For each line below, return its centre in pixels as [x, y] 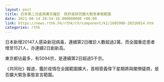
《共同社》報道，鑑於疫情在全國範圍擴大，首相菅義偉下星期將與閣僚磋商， [80, 69]
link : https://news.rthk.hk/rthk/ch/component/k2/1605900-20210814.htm [79, 23]
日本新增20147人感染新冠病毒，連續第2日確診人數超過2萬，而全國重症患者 [80, 42]
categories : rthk [23, 28]
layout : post [18, 9]
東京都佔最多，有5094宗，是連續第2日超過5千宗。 [56, 58]
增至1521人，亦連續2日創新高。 [36, 48]
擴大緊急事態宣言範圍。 [33, 75]
